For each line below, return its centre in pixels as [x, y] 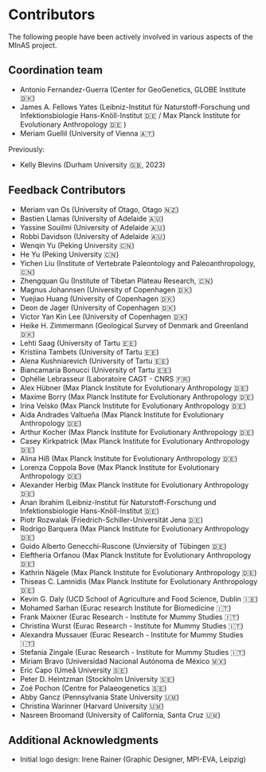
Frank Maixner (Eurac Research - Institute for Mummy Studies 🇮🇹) [130, 617]
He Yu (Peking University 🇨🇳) [69, 254]
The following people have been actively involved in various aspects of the [131, 37]
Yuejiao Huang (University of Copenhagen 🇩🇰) [98, 298]
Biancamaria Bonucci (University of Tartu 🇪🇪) [96, 370]
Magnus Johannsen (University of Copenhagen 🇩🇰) [106, 289]
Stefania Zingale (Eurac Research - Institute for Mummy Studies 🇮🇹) [133, 652]
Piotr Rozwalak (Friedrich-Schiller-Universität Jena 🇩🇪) [111, 519]
